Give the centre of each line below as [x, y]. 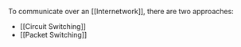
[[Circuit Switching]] [52, 26]
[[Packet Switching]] [53, 35]
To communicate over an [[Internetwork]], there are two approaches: [121, 11]
